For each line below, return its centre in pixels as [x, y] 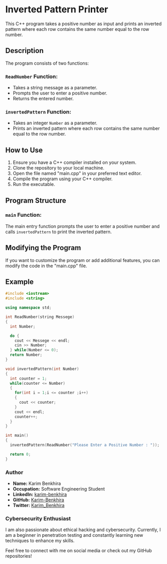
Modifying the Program [43, 248]
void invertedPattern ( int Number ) [42, 369]
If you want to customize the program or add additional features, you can [83, 260]
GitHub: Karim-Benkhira [38, 500]
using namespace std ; [29, 308]
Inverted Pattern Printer [57, 10]
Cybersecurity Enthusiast [38, 518]
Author [14, 472]
